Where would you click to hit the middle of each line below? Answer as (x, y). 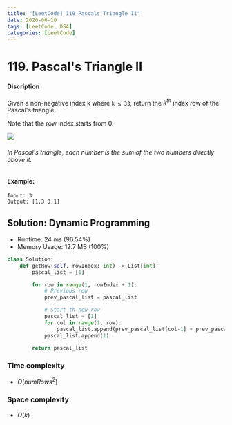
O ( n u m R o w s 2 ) (37, 382)
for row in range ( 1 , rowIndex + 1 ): (85, 285)
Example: (21, 181)
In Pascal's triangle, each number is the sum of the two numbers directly (111, 152)
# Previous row (66, 291)
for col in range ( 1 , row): (83, 323)
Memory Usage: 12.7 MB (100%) (63, 246)
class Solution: (30, 259)
